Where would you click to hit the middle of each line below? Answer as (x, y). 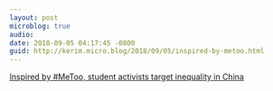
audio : (22, 34)
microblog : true (40, 26)
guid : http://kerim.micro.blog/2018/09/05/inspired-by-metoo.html (137, 51)
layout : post (34, 18)
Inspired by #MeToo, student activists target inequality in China (127, 77)
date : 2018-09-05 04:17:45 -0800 (72, 43)
